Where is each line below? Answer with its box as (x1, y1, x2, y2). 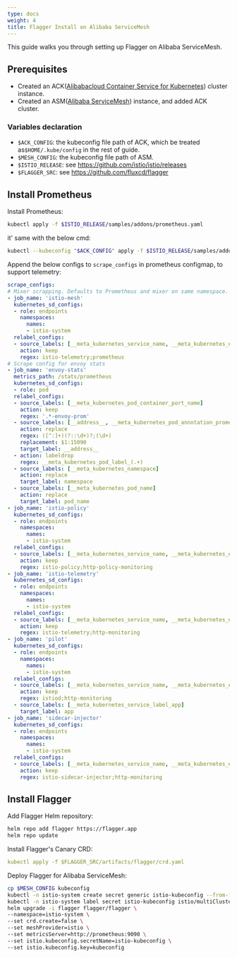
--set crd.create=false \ (7, 918, 83, 925)
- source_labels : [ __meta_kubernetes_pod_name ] (13, 485, 157, 492)
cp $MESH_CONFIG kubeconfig (7, 885, 90, 892)
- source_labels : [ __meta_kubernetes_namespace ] (13, 465, 159, 472)
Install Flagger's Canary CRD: (7, 845, 93, 854)
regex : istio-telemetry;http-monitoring (20, 629, 140, 636)
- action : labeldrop (13, 452, 74, 459)
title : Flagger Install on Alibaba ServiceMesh (7, 23, 150, 30)
